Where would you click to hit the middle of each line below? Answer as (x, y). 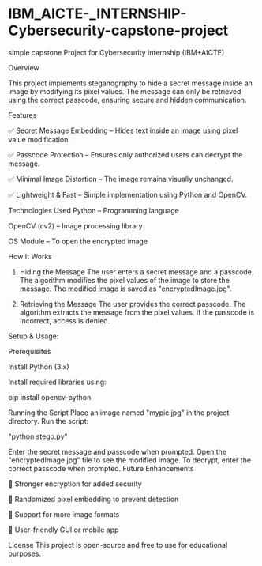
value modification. (39, 139)
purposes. (25, 553)
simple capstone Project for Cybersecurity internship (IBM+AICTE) (116, 52)
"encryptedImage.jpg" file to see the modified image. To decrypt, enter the (129, 460)
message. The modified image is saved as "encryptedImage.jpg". (125, 289)
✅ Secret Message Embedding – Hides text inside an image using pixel (123, 130)
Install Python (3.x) (39, 366)
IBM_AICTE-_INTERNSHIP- (97, 14)
